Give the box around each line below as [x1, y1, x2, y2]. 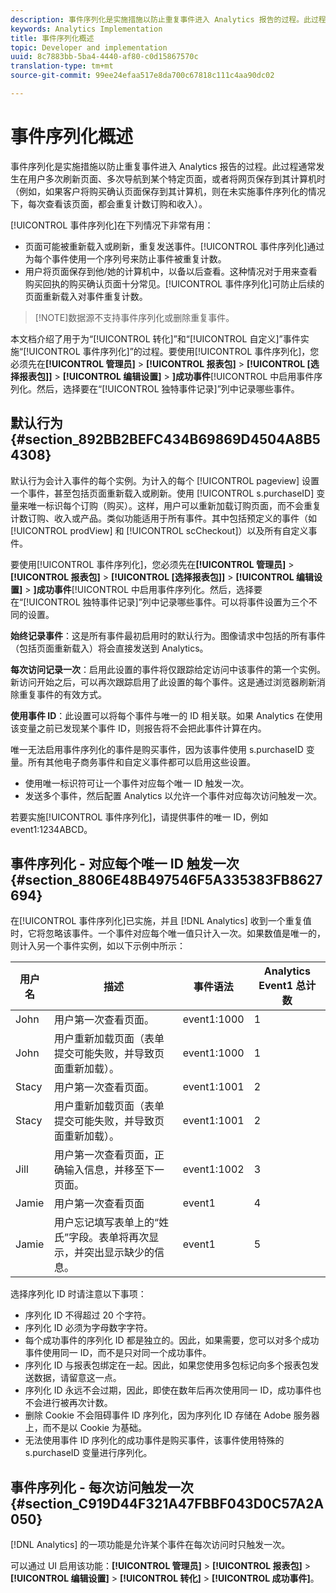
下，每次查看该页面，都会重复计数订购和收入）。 [10, 197, 208, 210]
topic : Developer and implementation [10, 42, 168, 53]
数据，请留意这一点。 [33, 1372, 122, 1384]
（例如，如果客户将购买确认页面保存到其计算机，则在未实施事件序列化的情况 [10, 185, 326, 197]
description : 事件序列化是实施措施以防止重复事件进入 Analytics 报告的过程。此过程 [10, 14, 327, 25]
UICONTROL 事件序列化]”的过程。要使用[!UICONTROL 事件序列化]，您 [28, 345, 320, 357]
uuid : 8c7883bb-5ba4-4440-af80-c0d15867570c [10, 52, 199, 62]
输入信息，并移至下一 [64, 1163, 165, 1177]
